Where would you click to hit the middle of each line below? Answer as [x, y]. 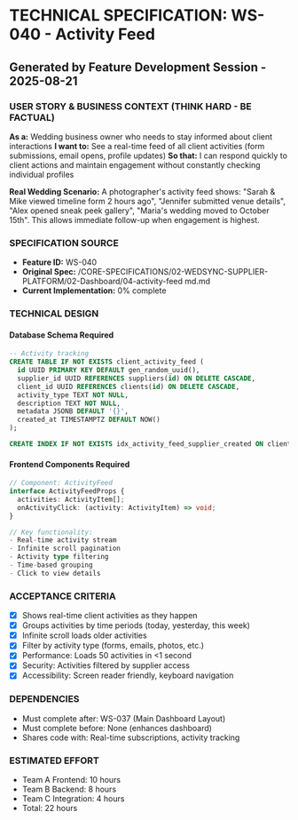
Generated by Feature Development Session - [138, 67]
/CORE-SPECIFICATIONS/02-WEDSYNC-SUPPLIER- [173, 272]
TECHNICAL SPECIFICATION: [118, 16]
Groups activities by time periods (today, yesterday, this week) [136, 625]
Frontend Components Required [70, 464]
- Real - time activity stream [63, 540]
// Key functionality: [51, 532]
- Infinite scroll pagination [65, 549]
